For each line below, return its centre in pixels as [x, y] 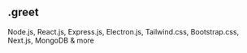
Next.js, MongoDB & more [51, 40]
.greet [24, 12]
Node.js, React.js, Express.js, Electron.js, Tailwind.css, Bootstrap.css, [123, 31]
